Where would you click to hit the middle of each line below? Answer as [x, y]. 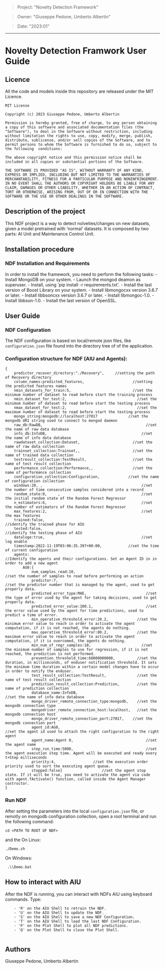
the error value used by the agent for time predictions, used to [74, 611]
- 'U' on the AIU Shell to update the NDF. [59, 913]
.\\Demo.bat [19, 867]
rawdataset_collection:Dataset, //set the [83, 442]
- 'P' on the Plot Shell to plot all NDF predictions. [71, 926]
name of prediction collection [37, 689]
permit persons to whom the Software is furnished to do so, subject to [81, 145]
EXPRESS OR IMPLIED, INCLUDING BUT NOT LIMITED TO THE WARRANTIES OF [78, 175]
